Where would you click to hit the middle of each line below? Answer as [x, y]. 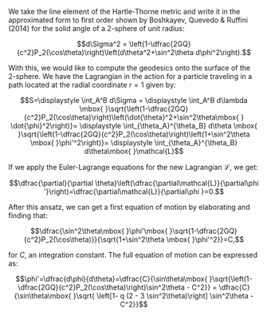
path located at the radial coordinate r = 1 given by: [92, 85]
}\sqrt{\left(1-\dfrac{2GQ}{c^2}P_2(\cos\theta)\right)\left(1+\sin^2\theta [134, 134]
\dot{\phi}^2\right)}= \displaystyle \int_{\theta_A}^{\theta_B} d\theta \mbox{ [134, 126]
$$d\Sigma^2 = [102, 44]
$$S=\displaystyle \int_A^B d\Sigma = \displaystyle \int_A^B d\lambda [134, 100]
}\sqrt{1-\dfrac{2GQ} [203, 231]
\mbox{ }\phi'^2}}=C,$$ [205, 239]
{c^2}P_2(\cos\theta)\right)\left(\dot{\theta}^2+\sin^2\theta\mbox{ [131, 117]
